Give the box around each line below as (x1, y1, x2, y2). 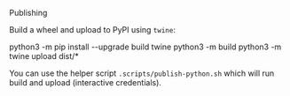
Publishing (9, 8, 48, 18)
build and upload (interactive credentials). (9, 78, 162, 87)
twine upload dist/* (9, 51, 80, 61)
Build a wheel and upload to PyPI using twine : (9, 25, 176, 34)
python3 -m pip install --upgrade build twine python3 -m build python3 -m (9, 41, 282, 52)
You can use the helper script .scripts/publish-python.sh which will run (9, 68, 275, 78)
